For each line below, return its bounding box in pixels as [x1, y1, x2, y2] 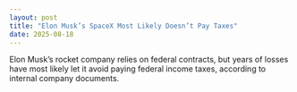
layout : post [9, 13, 58, 22]
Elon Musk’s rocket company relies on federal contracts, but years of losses [9, 54, 289, 65]
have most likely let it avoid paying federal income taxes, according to [9, 63, 267, 74]
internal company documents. [9, 73, 120, 84]
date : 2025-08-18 [9, 29, 74, 38]
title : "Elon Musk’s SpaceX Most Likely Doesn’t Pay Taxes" [9, 21, 239, 30]
